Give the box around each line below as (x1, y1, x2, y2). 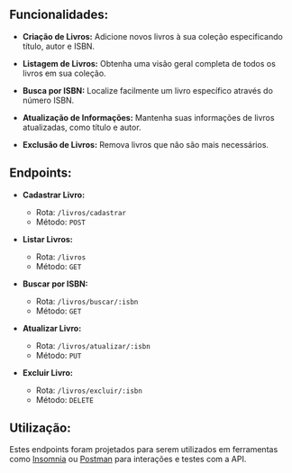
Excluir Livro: (22, 367, 74, 377)
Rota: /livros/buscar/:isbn (35, 296, 139, 306)
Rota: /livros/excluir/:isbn (35, 385, 142, 396)
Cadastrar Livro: (22, 189, 86, 200)
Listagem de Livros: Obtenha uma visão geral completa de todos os (22, 58, 277, 68)
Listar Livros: (22, 233, 74, 244)
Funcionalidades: (9, 7, 109, 23)
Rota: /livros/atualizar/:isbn (35, 340, 151, 350)
